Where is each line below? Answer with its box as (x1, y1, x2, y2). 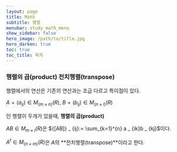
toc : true (6, 47, 30, 53)
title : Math (6, 14, 35, 20)
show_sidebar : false (6, 31, 57, 36)
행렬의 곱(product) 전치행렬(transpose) (6, 73, 115, 81)
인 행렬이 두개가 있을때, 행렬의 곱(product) (6, 112, 104, 119)
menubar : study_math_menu (6, 25, 69, 31)
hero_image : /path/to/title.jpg (6, 36, 85, 42)
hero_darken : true (6, 42, 51, 48)
